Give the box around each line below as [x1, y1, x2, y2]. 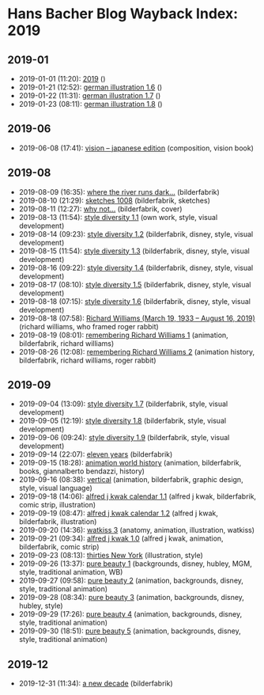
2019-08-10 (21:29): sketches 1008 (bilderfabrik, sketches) [18, 196, 210, 205]
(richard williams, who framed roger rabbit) [18, 321, 159, 331]
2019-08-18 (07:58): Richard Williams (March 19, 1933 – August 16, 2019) [18, 313, 256, 323]
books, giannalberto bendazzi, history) [18, 466, 145, 476]
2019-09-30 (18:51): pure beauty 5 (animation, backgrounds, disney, [18, 626, 242, 636]
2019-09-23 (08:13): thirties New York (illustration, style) [18, 551, 203, 560]
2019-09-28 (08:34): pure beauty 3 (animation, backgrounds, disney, [18, 593, 244, 602]
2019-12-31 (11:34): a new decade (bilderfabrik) [18, 678, 173, 689]
